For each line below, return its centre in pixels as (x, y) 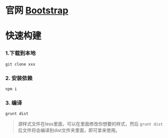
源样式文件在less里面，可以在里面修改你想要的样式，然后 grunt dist (90, 124)
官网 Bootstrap (37, 11)
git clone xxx (20, 64)
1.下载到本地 (20, 53)
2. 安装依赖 (19, 78)
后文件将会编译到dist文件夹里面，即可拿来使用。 (69, 130)
